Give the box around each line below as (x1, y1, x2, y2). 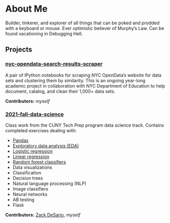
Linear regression (12, 153, 50, 160)
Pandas (12, 137, 29, 143)
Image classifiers (12, 185, 49, 192)
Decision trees (12, 175, 43, 181)
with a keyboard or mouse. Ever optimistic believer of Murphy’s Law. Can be (5, 25, 164, 31)
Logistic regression (12, 148, 53, 154)
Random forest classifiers (12, 159, 66, 165)
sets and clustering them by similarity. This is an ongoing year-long (5, 77, 146, 84)
